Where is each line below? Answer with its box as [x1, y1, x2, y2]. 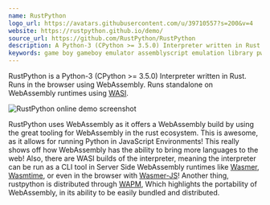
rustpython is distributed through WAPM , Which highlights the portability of [8, 179, 257, 189]
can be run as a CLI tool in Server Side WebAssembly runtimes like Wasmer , [8, 162, 260, 171]
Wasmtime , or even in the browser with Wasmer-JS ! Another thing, [8, 170, 229, 180]
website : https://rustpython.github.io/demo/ [8, 27, 163, 35]
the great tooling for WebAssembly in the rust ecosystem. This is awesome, [8, 128, 259, 137]
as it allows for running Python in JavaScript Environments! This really [8, 137, 239, 146]
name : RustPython [8, 11, 67, 20]
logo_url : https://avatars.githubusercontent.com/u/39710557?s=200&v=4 [8, 19, 253, 27]
